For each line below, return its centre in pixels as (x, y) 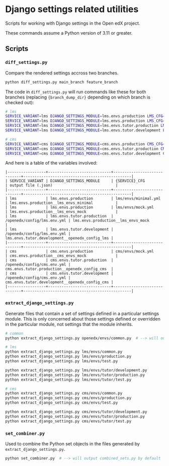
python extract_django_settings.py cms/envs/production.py (68, 398)
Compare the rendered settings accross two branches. (62, 73)
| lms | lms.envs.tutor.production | (59, 216)
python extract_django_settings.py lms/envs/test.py (62, 361)
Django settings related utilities (72, 9)
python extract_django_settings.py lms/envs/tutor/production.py (75, 375)
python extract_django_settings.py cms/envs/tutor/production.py (75, 416)
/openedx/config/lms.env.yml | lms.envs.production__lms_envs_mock (77, 221)
